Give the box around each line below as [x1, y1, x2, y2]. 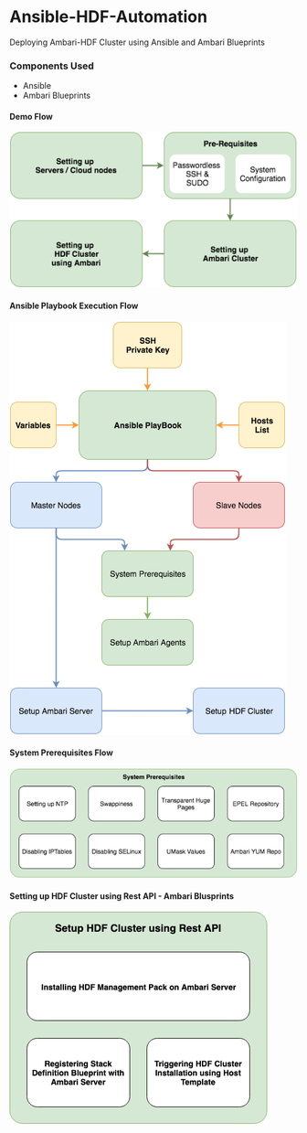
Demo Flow [9, 111, 53, 122]
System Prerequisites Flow [9, 747, 114, 758]
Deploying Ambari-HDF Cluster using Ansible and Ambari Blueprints [9, 37, 265, 48]
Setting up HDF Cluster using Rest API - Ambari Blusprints [9, 890, 235, 902]
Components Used [9, 59, 94, 72]
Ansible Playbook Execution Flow [9, 300, 139, 312]
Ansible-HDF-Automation [9, 6, 208, 27]
